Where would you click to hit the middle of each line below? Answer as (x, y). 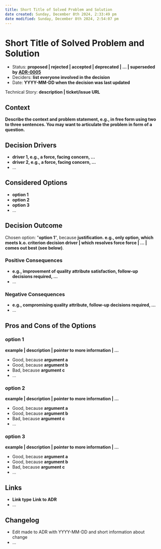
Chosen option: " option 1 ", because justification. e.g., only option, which (79, 237)
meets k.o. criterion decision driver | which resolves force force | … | (76, 243)
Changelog (22, 520)
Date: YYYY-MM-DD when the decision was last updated (71, 83)
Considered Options (36, 183)
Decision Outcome (34, 226)
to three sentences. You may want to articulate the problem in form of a (79, 125)
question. (15, 130)
